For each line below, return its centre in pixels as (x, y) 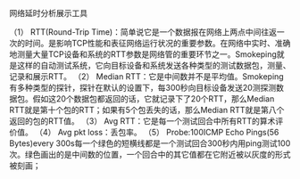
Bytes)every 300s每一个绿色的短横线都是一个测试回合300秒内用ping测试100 (150, 143)
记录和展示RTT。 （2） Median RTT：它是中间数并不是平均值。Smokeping (146, 77)
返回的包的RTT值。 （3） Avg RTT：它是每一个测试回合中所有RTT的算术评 (146, 121)
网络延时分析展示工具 (48, 13)
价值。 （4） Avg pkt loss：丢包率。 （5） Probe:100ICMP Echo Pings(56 (144, 132)
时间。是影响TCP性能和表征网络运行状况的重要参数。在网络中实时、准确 (158, 43)
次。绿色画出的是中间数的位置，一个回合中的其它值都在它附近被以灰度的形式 (150, 155)
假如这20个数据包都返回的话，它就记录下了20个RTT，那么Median (154, 99)
